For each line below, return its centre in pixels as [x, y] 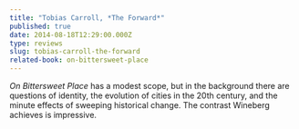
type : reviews [36, 43]
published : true [40, 26]
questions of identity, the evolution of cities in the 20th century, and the [144, 95]
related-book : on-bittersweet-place [79, 60]
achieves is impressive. [53, 115]
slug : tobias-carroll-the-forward [75, 52]
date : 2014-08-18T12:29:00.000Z [71, 35]
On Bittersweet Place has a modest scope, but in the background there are [149, 86]
